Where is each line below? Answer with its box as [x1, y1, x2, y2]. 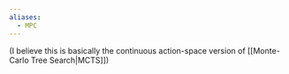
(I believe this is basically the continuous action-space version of [9, 45, 246, 55]
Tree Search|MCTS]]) [30, 55, 110, 65]
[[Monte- [247, 45, 280, 55]
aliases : [9, 12, 42, 22]
